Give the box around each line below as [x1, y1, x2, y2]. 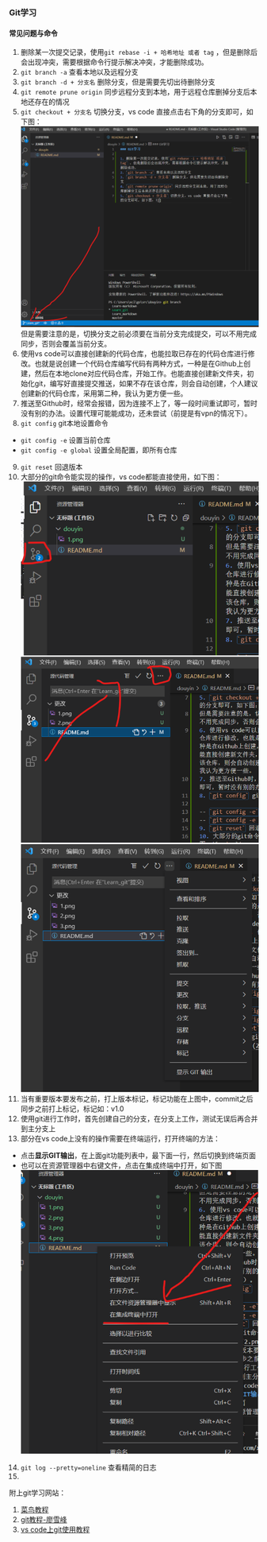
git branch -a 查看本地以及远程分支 [20, 68, 139, 77]
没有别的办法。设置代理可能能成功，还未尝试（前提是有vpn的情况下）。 [20, 408, 252, 418]
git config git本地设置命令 [20, 418, 109, 428]
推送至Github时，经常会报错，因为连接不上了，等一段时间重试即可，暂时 [20, 398, 258, 408]
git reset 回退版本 [20, 462, 83, 471]
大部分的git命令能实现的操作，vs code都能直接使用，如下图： [20, 471, 222, 482]
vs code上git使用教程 [20, 1525, 90, 1534]
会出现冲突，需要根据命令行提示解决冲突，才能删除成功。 [20, 57, 208, 67]
